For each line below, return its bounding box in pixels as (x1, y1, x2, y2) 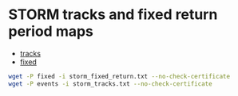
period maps (8, 22, 94, 40)
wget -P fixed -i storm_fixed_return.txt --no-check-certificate (8, 72, 230, 80)
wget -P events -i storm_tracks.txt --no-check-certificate (8, 79, 213, 88)
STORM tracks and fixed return (8, 6, 218, 24)
